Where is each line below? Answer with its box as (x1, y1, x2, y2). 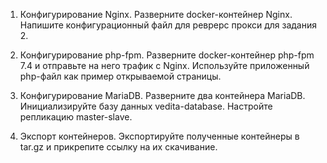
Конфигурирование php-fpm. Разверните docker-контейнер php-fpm (19, 49, 315, 61)
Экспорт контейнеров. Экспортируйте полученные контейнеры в (19, 130, 300, 142)
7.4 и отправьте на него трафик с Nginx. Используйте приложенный (19, 60, 310, 71)
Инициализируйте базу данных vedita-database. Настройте (19, 100, 273, 112)
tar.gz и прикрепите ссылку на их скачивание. (19, 141, 218, 153)
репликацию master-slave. (19, 111, 133, 123)
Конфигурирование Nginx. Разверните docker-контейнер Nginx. (19, 9, 293, 20)
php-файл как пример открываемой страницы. (19, 70, 222, 82)
